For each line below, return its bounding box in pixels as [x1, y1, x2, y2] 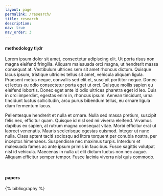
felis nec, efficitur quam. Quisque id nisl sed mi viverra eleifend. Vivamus [5, 118, 152, 123]
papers [5, 174, 20, 180]
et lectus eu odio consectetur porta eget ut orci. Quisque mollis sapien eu [5, 82, 153, 88]
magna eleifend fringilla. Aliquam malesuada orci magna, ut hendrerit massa [5, 61, 159, 67]
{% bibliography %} [5, 186, 45, 192]
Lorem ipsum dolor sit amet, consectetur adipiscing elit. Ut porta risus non [5, 56, 155, 62]
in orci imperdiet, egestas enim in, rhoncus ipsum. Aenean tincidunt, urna [5, 93, 153, 98]
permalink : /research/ [5, 12, 51, 17]
